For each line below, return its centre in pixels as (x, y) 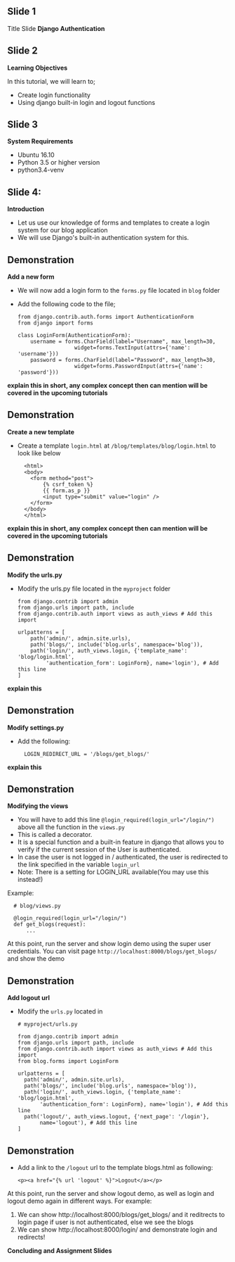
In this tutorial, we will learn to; (52, 81)
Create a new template (41, 431)
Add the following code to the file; (66, 304)
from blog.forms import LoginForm (68, 1061)
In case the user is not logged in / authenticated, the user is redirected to (122, 857)
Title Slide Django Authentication (56, 28)
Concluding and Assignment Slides (60, 1250)
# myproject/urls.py (47, 1024)
